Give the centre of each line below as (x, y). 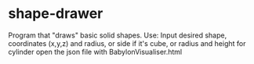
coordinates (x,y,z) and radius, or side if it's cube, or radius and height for (127, 43)
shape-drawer (56, 14)
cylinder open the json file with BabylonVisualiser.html (95, 52)
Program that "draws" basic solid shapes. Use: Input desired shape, (118, 35)
